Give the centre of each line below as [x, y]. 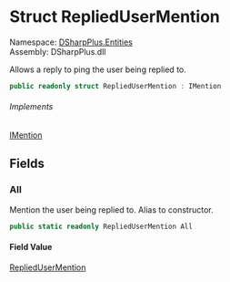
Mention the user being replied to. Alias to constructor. [111, 209]
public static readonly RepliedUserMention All [101, 226]
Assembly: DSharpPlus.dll [58, 51]
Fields [27, 164]
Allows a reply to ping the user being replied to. [98, 69]
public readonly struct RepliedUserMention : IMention [115, 86]
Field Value [31, 247]
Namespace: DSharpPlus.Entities [71, 42]
